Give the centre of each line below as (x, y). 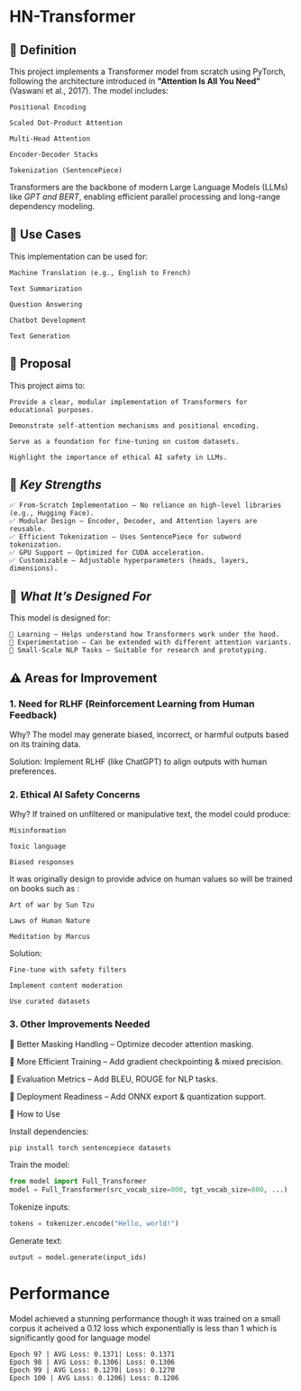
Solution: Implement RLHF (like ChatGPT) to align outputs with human (138, 761)
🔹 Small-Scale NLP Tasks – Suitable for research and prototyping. (139, 650)
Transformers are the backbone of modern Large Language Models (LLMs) (149, 187)
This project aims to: (47, 385)
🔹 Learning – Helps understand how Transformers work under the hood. (145, 635)
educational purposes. (52, 410)
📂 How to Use (35, 1114)
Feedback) (33, 714)
